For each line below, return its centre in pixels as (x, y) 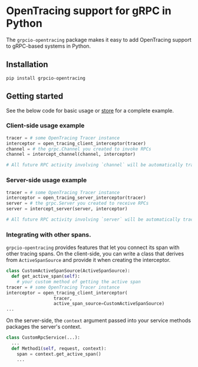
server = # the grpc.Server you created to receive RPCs (77, 204)
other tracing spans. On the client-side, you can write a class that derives (95, 254)
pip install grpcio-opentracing (46, 78)
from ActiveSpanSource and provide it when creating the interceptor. (88, 260)
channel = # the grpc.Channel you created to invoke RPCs (79, 149)
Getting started (35, 96)
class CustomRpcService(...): (43, 337)
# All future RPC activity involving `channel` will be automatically (95, 165)
